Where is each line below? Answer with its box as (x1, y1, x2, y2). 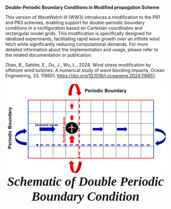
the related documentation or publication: (5, 52, 93, 58)
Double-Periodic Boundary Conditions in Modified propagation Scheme (5, 5, 160, 10)
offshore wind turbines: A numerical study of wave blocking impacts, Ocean (5, 67, 164, 73)
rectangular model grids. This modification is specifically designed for (5, 31, 152, 36)
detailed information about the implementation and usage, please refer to (5, 47, 159, 52)
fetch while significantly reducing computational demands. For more (5, 41, 149, 47)
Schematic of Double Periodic (7, 174, 164, 189)
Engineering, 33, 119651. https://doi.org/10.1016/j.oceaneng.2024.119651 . (5, 73, 156, 78)
